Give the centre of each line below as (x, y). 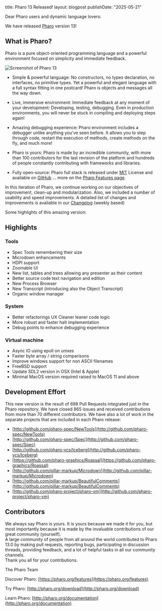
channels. (15, 555)
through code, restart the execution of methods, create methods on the (83, 138)
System (14, 306)
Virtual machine (24, 340)
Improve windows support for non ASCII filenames (63, 361)
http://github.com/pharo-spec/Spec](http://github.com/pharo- (76, 439)
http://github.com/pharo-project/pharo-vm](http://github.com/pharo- (83, 491)
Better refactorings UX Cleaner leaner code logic (61, 317)
